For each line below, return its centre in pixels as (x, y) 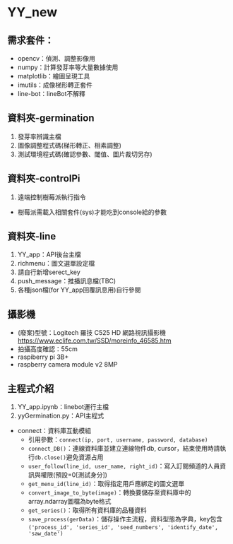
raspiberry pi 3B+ (43, 357)
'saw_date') (46, 534)
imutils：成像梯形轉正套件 (55, 85)
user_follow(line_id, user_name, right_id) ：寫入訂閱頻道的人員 (124, 466)
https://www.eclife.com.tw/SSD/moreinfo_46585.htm (94, 341)
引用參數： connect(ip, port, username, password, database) (118, 439)
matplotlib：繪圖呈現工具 (54, 76)
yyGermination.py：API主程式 (61, 416)
